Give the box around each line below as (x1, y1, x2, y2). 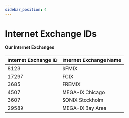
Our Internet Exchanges (5, 44, 55, 50)
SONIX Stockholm (62, 97, 104, 104)
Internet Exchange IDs (5, 28, 97, 39)
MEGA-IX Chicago (62, 89, 105, 96)
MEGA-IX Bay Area (62, 105, 107, 112)
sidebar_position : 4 (5, 7, 47, 12)
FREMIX (62, 81, 81, 88)
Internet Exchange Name (62, 57, 122, 64)
